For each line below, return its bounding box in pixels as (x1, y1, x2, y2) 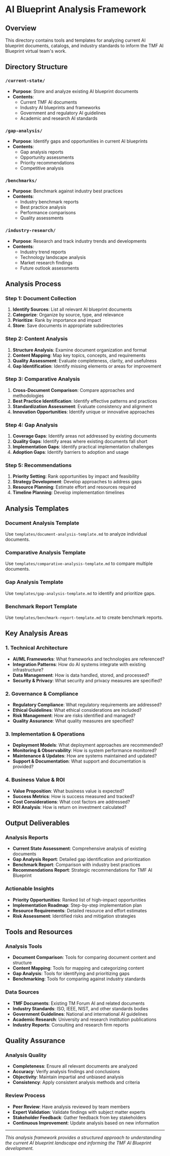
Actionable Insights (5, 885, 54, 892)
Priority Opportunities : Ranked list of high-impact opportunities (12, 897, 146, 903)
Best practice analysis (20, 204, 67, 210)
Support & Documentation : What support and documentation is (12, 758, 146, 765)
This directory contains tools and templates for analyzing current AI (5, 37, 146, 43)
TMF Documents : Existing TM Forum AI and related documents (12, 1000, 145, 1006)
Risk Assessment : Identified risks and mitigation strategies (12, 913, 136, 919)
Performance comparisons (20, 210, 76, 216)
